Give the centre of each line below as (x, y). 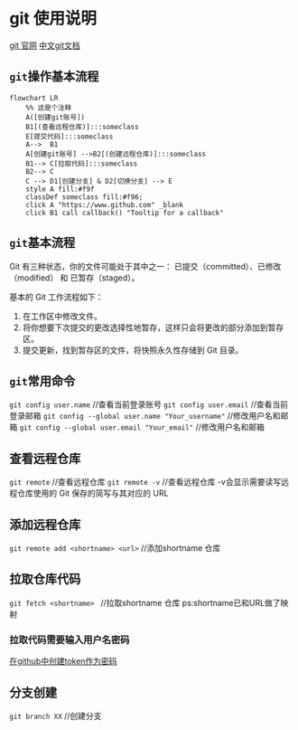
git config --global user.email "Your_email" (107, 428)
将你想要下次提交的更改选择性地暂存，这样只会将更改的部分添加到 (145, 327)
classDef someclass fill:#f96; (84, 197)
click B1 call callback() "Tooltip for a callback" (125, 213)
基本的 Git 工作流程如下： (56, 297)
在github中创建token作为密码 (63, 661)
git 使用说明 (53, 19)
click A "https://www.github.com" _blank (104, 204)
